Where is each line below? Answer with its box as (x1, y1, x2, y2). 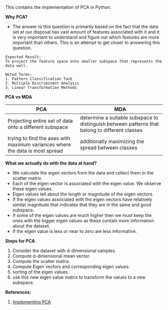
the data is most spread (7, 147, 63, 154)
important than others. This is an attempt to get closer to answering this (12, 39, 160, 45)
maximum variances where (7, 141, 71, 148)
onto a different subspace (7, 123, 68, 130)
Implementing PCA (12, 299, 51, 304)
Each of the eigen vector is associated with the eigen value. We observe (12, 180, 161, 186)
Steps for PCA (5, 238, 35, 244)
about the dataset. (12, 223, 50, 229)
